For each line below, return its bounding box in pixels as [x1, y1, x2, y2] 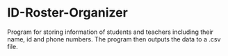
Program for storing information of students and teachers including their [7, 28, 214, 36]
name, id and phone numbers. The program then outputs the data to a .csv [7, 35, 221, 43]
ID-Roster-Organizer [7, 5, 129, 21]
